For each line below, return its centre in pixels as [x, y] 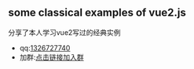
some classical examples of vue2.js [97, 13]
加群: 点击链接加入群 [51, 57]
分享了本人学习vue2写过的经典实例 [64, 32]
